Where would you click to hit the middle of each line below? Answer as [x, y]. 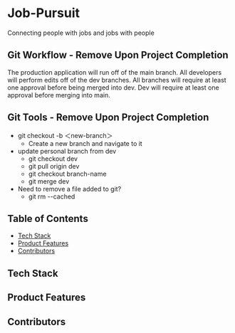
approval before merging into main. [59, 95]
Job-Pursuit [44, 13]
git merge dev [49, 181]
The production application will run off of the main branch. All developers [115, 72]
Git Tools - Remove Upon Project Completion [108, 118]
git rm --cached [52, 196]
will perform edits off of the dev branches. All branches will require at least [117, 80]
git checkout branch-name [67, 174]
